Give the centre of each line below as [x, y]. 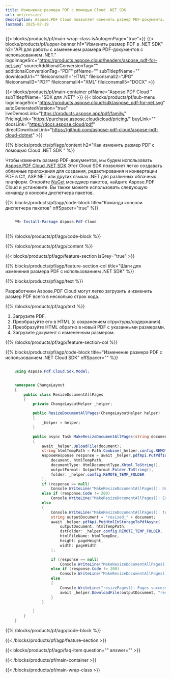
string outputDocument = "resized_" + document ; [103, 517]
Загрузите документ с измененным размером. [64, 332]
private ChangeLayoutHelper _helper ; [73, 404]
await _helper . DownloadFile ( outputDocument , [108, 592]
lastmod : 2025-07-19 [27, 24]
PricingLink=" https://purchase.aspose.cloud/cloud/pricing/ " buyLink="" [81, 119]
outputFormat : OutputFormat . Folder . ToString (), [102, 470]
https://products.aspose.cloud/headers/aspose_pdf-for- [98, 60]
